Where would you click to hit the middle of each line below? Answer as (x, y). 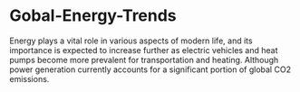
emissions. (29, 78)
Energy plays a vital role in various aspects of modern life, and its (131, 41)
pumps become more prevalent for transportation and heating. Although (144, 60)
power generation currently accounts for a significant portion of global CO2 (150, 69)
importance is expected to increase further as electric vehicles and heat (144, 50)
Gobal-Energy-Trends (93, 16)
